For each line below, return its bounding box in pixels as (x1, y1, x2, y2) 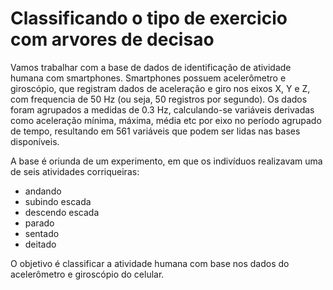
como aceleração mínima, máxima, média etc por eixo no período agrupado (10, 114, 322, 126)
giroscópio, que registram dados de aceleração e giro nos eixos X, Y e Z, (10, 82, 311, 94)
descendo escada (24, 206, 100, 218)
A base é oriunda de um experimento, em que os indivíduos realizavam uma (10, 155, 323, 167)
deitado (24, 238, 57, 250)
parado (24, 217, 55, 229)
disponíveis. (10, 135, 60, 147)
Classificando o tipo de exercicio (10, 7, 288, 30)
